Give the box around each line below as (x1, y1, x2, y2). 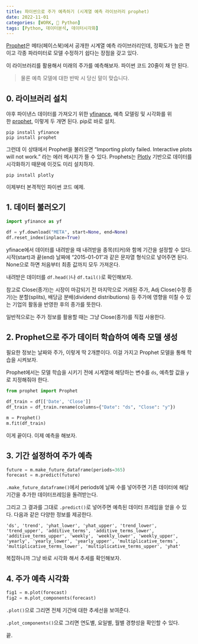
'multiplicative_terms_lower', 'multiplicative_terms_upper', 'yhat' (6, 544, 181, 549)
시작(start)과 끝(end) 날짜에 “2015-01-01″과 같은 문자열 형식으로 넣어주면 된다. (6, 253, 189, 261)
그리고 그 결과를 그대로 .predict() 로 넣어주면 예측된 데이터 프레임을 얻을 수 (6, 503, 181, 511)
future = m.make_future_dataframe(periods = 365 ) (6, 467, 126, 473)
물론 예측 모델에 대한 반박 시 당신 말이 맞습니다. (20, 74, 129, 82)
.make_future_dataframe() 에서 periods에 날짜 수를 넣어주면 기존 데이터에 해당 (6, 484, 189, 491)
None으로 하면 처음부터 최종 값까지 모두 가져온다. (6, 261, 120, 268)
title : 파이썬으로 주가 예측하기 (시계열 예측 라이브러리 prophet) (6, 8, 150, 15)
